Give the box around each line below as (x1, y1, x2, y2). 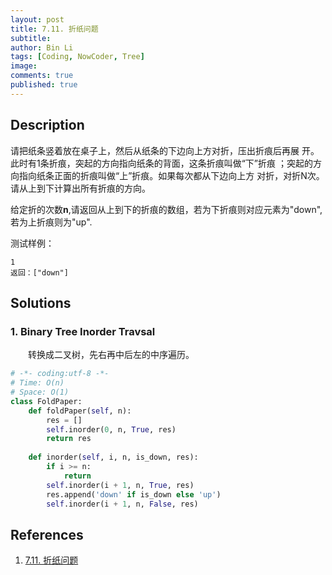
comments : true (10, 71, 74, 81)
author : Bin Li (10, 42, 74, 53)
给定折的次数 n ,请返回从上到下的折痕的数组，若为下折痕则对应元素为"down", (10, 203, 323, 215)
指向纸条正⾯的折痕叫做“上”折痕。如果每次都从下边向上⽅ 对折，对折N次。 (18, 169, 325, 181)
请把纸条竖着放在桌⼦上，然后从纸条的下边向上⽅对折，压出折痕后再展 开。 (10, 144, 320, 156)
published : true (10, 80, 78, 90)
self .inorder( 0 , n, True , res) (46, 424, 177, 435)
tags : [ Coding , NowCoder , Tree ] (10, 52, 145, 62)
